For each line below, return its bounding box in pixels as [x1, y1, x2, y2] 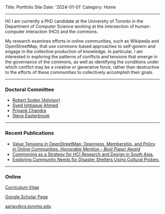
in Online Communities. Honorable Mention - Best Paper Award [12, 146, 140, 152]
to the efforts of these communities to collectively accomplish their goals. [5, 70, 154, 75]
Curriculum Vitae [5, 184, 39, 190]
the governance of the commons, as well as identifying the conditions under [5, 59, 159, 65]
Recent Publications [5, 130, 54, 137]
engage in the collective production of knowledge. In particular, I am [5, 48, 143, 54]
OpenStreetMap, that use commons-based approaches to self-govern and [5, 44, 156, 49]
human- [135, 24, 151, 29]
